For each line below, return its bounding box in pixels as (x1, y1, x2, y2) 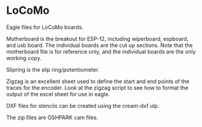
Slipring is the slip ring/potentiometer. (6, 66, 99, 73)
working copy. (6, 54, 42, 61)
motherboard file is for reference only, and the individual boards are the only (6, 48, 196, 55)
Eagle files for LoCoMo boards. (6, 23, 84, 31)
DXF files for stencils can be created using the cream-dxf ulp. (6, 102, 160, 109)
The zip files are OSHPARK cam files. (6, 114, 98, 121)
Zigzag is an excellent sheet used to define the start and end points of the (6, 78, 190, 85)
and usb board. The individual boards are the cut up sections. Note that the (6, 42, 193, 49)
